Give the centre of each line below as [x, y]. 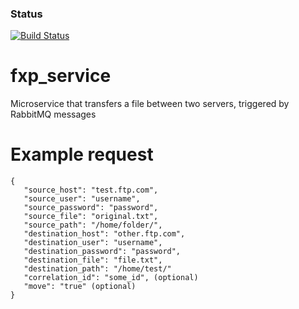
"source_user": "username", [82, 199]
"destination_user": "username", [93, 243]
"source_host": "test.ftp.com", [91, 190]
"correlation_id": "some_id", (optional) [111, 278]
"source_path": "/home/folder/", [93, 225]
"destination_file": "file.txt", [93, 260]
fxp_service [61, 76]
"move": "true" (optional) [80, 287]
